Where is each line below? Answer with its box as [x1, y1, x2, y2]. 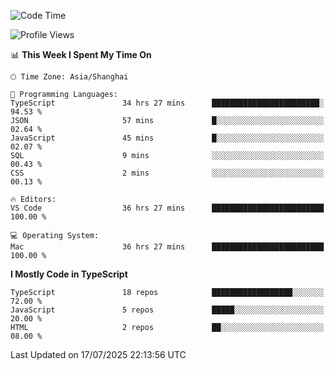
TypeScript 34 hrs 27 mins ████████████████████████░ [10, 98, 325, 108]
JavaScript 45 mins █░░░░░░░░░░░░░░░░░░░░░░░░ [10, 133, 325, 143]
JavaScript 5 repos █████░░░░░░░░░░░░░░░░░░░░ [10, 305, 325, 315]
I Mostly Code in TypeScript [10, 268, 128, 280]
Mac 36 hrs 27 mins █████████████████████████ [10, 242, 325, 252]
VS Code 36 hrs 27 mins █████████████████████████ [10, 203, 325, 213]
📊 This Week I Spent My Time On [10, 49, 152, 60]
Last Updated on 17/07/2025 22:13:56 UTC [10, 349, 187, 360]
